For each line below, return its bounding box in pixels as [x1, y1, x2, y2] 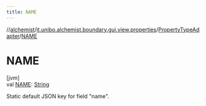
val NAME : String [6, 80, 50, 88]
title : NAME [6, 9, 37, 15]
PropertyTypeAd [158, 26, 200, 33]
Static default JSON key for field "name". [6, 93, 109, 100]
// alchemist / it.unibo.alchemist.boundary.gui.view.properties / [6, 26, 159, 33]
